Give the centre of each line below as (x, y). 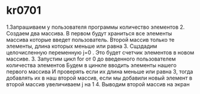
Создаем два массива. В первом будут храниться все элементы (89, 33)
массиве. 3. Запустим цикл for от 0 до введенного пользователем (91, 59)
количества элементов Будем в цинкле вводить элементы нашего (91, 65)
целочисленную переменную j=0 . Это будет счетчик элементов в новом (100, 52)
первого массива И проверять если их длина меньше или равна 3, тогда (100, 71)
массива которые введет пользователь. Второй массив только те (90, 40)
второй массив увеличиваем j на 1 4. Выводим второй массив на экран (98, 84)
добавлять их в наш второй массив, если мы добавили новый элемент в (99, 78)
